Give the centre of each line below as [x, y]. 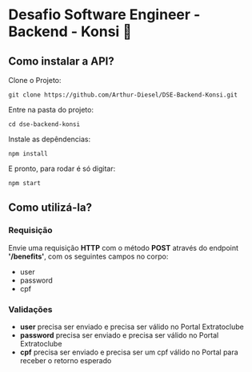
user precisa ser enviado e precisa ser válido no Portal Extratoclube [132, 326]
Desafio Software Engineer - [104, 15]
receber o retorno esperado [66, 360]
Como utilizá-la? [50, 208]
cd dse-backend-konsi [44, 125]
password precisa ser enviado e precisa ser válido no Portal [119, 335]
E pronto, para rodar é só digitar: [62, 168]
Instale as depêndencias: [50, 139]
